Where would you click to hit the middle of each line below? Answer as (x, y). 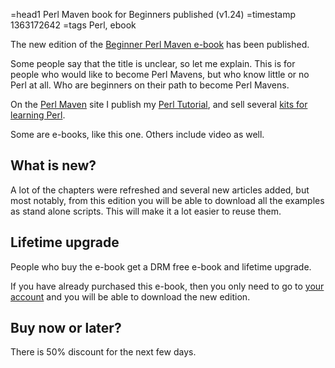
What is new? (53, 165)
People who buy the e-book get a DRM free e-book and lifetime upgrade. (161, 266)
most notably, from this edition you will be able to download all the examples (167, 200)
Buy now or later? (66, 328)
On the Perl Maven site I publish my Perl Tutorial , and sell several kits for (159, 104)
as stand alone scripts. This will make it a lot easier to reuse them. (146, 211)
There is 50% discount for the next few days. (103, 352)
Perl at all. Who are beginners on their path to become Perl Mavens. (150, 85)
